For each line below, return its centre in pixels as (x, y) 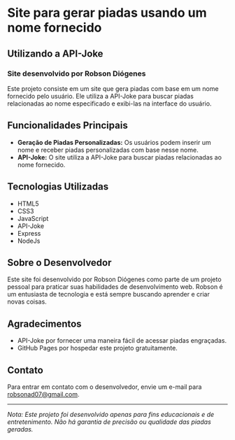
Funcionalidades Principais (67, 126)
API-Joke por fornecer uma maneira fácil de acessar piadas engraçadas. (122, 341)
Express (29, 233)
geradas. (20, 429)
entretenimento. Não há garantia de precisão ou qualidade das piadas (109, 422)
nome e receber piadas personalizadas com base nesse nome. (108, 150)
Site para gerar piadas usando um (107, 13)
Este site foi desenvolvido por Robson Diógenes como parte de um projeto (114, 279)
